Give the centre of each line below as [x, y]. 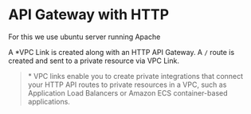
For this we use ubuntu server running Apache [84, 37]
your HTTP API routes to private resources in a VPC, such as [127, 85]
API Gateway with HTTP [89, 15]
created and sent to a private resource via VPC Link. [94, 61]
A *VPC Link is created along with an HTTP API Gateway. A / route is [122, 52]
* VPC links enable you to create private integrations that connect [135, 76]
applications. [49, 101]
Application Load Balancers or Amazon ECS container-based [127, 92]
